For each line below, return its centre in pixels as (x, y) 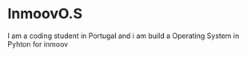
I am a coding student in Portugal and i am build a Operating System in (124, 36)
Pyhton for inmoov (38, 44)
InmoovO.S (45, 14)
